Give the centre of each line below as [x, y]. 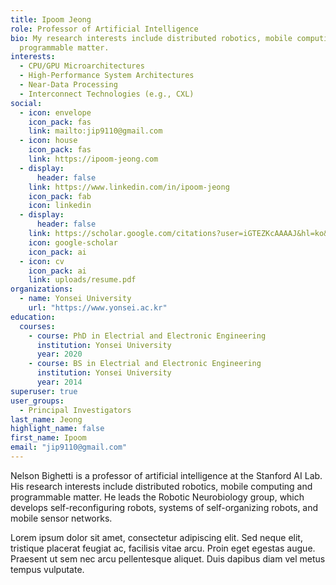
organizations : [42, 289]
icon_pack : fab [60, 196]
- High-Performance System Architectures [107, 76]
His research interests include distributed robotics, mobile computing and [161, 486]
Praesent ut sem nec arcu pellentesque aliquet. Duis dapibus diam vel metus [168, 558]
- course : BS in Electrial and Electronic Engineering [145, 364]
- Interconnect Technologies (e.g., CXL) [107, 94]
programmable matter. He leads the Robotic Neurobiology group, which [157, 497]
